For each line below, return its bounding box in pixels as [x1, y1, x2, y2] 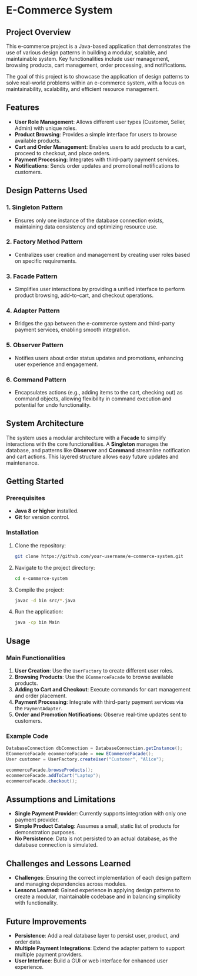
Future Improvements [6, 916, 87, 926]
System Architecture [6, 419, 84, 429]
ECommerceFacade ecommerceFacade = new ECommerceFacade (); [6, 751, 154, 757]
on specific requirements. [14, 257, 77, 265]
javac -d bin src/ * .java [14, 598, 76, 603]
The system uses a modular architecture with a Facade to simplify [6, 434, 166, 441]
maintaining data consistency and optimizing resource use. [14, 223, 158, 230]
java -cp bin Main [14, 619, 60, 626]
